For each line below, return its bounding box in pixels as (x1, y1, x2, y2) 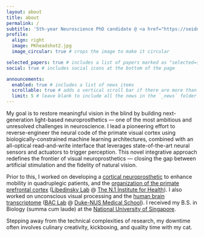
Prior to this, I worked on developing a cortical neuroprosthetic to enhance (6, 173, 192, 180)
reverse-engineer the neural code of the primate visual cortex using (6, 129, 176, 136)
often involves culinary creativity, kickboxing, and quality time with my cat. (6, 224, 192, 231)
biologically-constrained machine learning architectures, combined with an (6, 136, 194, 143)
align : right (12, 37, 45, 43)
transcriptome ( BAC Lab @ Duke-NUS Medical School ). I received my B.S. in (6, 199, 197, 206)
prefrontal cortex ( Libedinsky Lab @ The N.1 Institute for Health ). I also (6, 186, 182, 193)
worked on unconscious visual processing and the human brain (6, 193, 165, 199)
